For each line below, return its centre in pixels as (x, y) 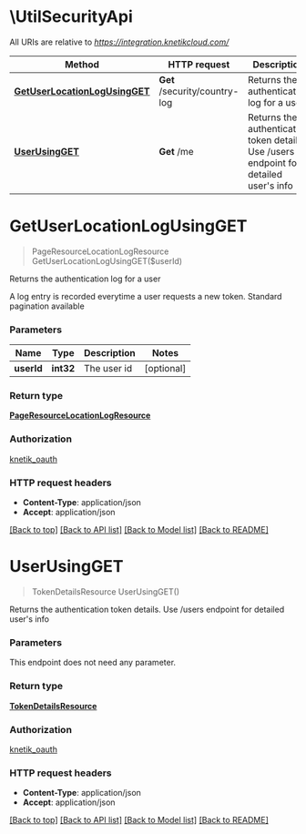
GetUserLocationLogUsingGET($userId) (107, 260)
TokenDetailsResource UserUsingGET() (106, 592)
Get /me (176, 151)
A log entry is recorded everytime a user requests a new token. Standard (146, 296)
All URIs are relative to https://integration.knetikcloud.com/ (119, 42)
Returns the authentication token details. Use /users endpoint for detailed (147, 609)
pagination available (47, 306)
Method (82, 64)
